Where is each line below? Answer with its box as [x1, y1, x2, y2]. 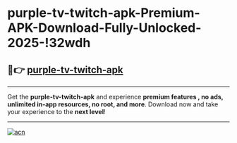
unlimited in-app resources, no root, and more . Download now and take [7, 100, 219, 108]
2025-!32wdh [7, 35, 91, 51]
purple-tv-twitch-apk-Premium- [7, 5, 200, 21]
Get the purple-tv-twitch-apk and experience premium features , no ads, [7, 93, 224, 101]
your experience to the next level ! [7, 108, 106, 116]
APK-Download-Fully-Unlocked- [7, 20, 202, 36]
